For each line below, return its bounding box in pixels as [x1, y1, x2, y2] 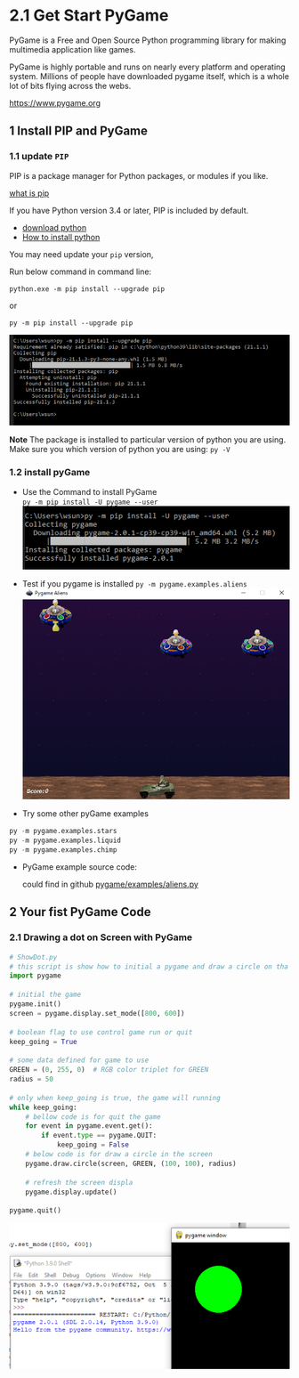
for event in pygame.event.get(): [25, 1122, 153, 1131]
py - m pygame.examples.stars [9, 827, 117, 836]
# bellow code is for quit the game [25, 1112, 162, 1122]
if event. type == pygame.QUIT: [41, 1131, 158, 1140]
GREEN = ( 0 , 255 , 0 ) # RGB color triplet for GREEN [9, 1066, 209, 1074]
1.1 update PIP [9, 150, 69, 163]
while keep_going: [9, 1103, 77, 1112]
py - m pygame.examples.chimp [9, 846, 117, 855]
